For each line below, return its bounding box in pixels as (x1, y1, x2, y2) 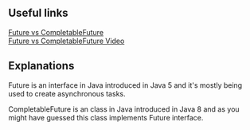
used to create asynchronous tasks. (8, 89, 126, 98)
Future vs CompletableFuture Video (8, 36, 125, 45)
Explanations (8, 59, 75, 73)
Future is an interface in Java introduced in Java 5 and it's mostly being (8, 80, 243, 90)
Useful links (8, 6, 69, 20)
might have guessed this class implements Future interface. (8, 112, 204, 122)
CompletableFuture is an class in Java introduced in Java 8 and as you (8, 104, 240, 114)
